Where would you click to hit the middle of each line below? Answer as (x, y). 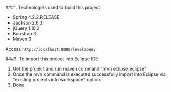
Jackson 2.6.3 (28, 23)
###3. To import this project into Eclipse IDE (52, 59)
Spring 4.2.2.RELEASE (36, 17)
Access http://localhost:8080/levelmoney (50, 49)
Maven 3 (22, 39)
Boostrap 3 (25, 33)
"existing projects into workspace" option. (57, 79)
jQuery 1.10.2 (26, 28)
